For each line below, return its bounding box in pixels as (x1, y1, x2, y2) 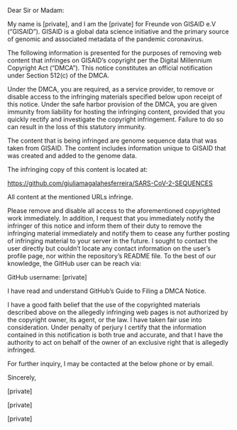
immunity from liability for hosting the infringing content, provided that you (7, 108, 226, 116)
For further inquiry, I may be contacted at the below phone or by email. (7, 360, 214, 368)
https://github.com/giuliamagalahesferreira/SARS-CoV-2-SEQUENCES (7, 179, 213, 187)
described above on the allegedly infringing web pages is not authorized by (7, 308, 228, 316)
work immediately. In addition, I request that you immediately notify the (7, 214, 215, 222)
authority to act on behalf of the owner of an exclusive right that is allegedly (7, 338, 229, 346)
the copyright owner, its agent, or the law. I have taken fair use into (7, 316, 202, 324)
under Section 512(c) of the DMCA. (7, 71, 110, 79)
